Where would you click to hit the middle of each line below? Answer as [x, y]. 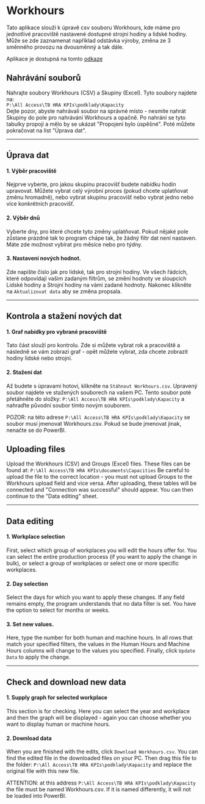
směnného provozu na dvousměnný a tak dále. [65, 47]
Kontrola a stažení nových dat [64, 316]
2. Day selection [27, 584]
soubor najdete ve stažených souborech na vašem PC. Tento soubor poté [99, 392]
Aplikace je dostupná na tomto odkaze [55, 59]
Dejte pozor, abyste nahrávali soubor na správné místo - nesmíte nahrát [96, 111]
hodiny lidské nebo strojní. [39, 358]
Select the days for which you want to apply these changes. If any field [95, 597]
